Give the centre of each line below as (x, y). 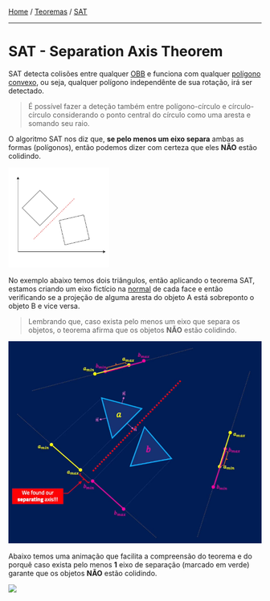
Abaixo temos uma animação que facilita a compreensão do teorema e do (131, 556)
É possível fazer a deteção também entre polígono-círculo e (127, 106)
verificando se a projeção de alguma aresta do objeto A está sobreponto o (131, 297)
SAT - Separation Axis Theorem (116, 52)
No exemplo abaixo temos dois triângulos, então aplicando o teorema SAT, (132, 280)
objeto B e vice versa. (44, 306)
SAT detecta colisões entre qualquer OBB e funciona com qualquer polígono (135, 73)
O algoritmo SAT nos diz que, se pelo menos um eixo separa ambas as (126, 139)
